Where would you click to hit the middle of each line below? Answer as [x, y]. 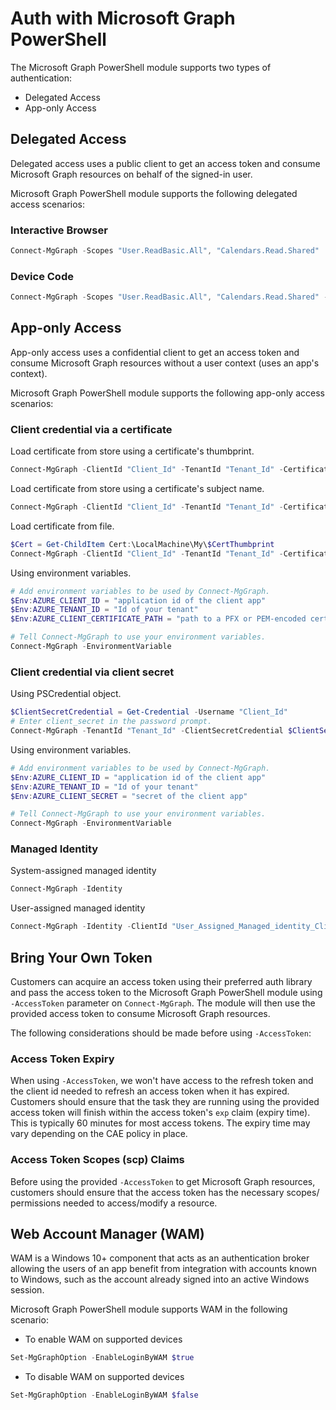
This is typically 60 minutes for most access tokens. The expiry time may [160, 1123]
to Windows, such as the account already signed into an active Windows [160, 1279]
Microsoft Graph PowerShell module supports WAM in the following [149, 1309]
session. [27, 1290]
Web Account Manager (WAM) [107, 1233]
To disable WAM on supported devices [104, 1377]
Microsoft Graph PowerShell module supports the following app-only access [167, 393]
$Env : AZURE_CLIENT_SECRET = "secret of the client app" [129, 796]
